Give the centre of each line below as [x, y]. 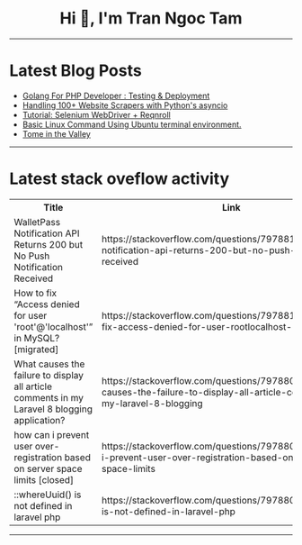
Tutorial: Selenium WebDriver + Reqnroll [96, 114]
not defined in [43, 505]
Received [34, 278]
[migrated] [36, 349]
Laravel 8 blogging [53, 409]
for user [31, 315]
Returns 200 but [49, 244]
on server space [48, 468]
